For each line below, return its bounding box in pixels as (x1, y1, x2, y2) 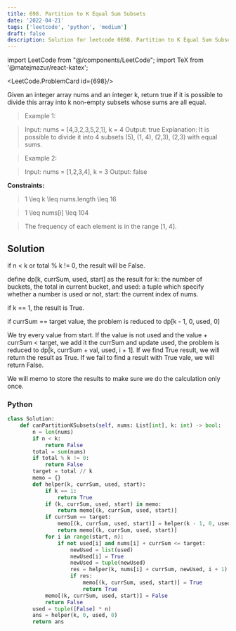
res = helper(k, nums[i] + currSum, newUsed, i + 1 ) (70, 566, 228, 573)
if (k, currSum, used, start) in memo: (44, 501, 162, 508)
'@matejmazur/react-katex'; (7, 63, 88, 72)
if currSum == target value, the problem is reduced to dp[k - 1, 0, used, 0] (7, 317, 220, 325)
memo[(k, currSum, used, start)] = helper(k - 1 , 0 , (57, 520, 216, 527)
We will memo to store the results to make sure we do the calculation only (7, 374, 221, 382)
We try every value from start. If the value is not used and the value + (7, 330, 208, 339)
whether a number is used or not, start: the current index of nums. (7, 289, 199, 298)
